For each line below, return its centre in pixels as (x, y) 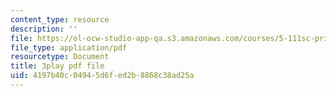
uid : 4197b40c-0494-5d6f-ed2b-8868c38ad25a (102, 76)
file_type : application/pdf (69, 47)
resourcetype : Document (60, 57)
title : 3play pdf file (57, 66)
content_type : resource (60, 19)
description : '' (44, 29)
